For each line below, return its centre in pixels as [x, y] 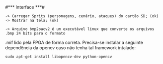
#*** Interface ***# [25, 7]
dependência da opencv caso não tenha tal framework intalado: [70, 48]
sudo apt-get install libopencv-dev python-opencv [59, 57]
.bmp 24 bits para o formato [35, 33]
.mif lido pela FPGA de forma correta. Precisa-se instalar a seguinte [74, 42]
